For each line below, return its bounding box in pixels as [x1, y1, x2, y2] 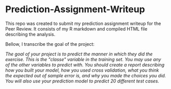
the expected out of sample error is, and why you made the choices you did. [5, 72, 166, 78]
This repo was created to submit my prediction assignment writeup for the [5, 20, 161, 26]
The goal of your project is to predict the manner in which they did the [5, 51, 153, 57]
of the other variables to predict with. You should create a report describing [5, 62, 165, 68]
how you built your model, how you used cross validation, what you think [5, 67, 159, 73]
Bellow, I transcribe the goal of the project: [5, 41, 95, 47]
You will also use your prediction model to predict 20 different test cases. [5, 78, 160, 84]
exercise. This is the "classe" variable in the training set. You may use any [5, 56, 161, 62]
